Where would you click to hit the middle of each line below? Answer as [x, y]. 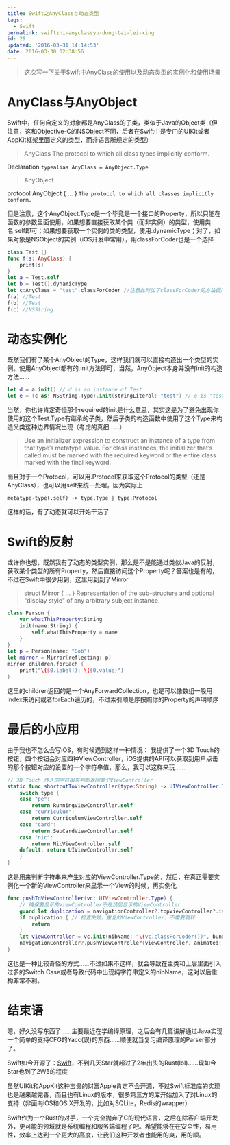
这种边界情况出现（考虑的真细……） [75, 427]
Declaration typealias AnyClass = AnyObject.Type [78, 167]
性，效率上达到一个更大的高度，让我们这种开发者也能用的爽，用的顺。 [106, 1135]
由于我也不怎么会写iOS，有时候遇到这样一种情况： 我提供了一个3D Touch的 [114, 750]
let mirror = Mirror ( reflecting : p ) [59, 658]
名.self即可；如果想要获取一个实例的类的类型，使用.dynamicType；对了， [111, 230]
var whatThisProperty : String [61, 620]
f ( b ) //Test [24, 303]
